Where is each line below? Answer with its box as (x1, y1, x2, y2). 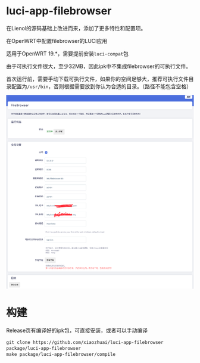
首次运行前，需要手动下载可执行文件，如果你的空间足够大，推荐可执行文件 (6, 75, 189, 82)
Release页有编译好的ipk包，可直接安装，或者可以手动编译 (6, 327, 148, 334)
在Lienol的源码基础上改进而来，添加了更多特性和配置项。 (6, 24, 146, 32)
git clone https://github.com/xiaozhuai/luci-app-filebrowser (6, 339, 164, 345)
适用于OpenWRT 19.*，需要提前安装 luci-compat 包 (6, 49, 129, 57)
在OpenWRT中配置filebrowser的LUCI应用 (6, 37, 108, 44)
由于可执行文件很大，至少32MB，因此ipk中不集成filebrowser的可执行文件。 (6, 63, 192, 70)
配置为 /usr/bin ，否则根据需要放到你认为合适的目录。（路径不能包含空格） (11, 82, 192, 90)
